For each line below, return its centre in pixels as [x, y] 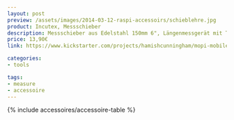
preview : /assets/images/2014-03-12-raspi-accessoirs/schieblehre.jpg [112, 20]
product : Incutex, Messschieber [54, 26]
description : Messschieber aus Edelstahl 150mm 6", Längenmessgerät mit [115, 33]
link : [15, 46]
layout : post [26, 14]
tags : [15, 77]
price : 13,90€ [28, 40]
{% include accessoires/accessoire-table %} [71, 110]
